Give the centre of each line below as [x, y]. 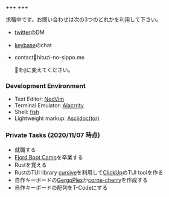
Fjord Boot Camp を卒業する [49, 157]
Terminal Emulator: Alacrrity [49, 105]
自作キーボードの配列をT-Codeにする [61, 187]
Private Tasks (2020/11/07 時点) [53, 135]
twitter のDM [29, 32]
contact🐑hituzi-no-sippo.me [49, 57]
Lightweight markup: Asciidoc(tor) [57, 118]
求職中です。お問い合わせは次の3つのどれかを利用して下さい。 [84, 19]
